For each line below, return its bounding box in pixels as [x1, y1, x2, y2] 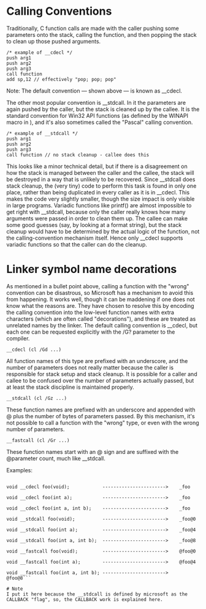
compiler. [6, 334, 30, 342]
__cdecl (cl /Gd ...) [6, 347, 62, 353]
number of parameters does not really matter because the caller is [6, 364, 174, 371]
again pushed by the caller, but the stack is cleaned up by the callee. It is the [6, 105, 200, 113]
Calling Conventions [6, 4, 112, 18]
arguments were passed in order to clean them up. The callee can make [6, 215, 188, 222]
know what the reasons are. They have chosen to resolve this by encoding [6, 302, 194, 309]
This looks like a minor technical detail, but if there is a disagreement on [6, 163, 188, 170]
